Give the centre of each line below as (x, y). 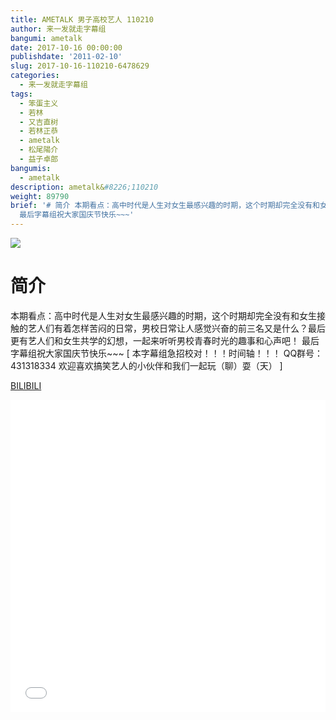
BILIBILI (26, 385)
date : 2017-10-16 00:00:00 (66, 47)
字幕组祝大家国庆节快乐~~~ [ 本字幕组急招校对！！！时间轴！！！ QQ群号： (167, 353)
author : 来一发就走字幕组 (58, 29)
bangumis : (31, 168)
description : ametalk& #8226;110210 (84, 187)
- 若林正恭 (39, 131)
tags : (21, 94)
